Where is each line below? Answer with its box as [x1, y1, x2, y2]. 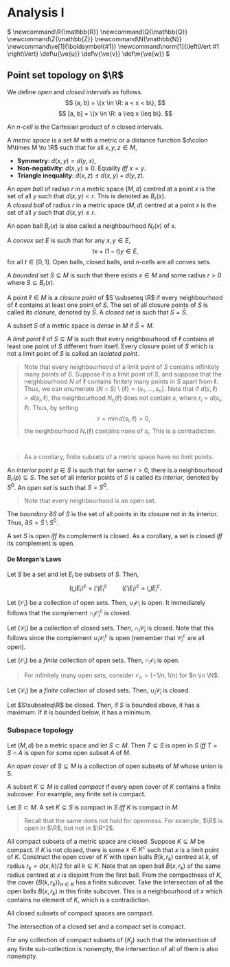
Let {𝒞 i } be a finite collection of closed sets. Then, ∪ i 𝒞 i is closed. [7, 686, 190, 696]
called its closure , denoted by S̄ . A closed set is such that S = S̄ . [7, 308, 188, 317]
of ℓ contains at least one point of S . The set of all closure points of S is [7, 301, 208, 309]
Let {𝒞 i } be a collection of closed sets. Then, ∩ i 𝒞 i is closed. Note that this [7, 624, 214, 634]
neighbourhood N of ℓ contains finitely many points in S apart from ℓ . [23, 377, 218, 386]
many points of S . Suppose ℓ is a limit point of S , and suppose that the [23, 370, 222, 379]
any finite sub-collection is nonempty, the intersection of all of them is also [7, 945, 218, 953]
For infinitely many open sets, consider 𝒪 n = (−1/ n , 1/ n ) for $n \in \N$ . [23, 671, 220, 681]
